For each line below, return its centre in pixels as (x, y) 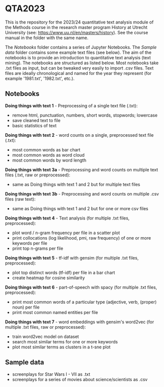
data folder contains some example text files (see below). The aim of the (78, 52)
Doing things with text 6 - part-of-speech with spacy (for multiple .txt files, (81, 287)
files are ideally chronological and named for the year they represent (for (78, 73)
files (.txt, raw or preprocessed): (38, 175)
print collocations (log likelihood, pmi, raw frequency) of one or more (82, 238)
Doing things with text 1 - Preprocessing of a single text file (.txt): (71, 105)
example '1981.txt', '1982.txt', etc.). (40, 78)
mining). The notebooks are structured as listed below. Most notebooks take (82, 63)
